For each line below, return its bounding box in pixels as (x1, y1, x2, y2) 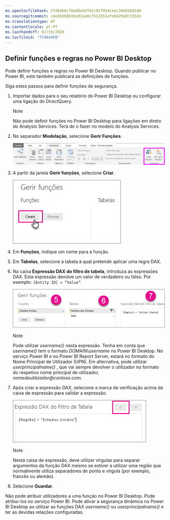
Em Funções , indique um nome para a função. (12, 248, 110, 254)
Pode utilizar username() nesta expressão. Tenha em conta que (12, 343, 145, 349)
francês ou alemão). (12, 473, 55, 479)
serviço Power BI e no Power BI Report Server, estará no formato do (12, 353, 154, 359)
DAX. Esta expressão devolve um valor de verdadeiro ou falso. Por (12, 274, 151, 280)
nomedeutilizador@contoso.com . (12, 375, 82, 381)
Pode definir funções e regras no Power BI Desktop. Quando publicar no (5, 67, 156, 73)
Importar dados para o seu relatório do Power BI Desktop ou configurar (12, 93, 161, 99)
